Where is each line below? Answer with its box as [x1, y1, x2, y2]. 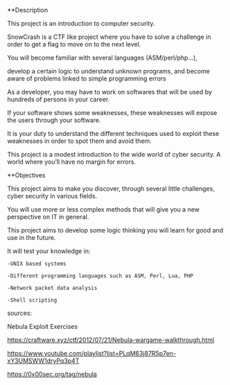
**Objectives [7, 171, 46, 179]
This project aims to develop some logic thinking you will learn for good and [7, 226, 224, 234]
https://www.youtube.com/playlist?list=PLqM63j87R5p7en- [7, 350, 177, 357]
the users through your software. [7, 116, 102, 124]
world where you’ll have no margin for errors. [7, 157, 136, 166]
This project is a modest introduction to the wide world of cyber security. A [7, 151, 221, 158]
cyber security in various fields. [7, 192, 98, 200]
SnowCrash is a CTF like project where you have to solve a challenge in [7, 33, 211, 41]
